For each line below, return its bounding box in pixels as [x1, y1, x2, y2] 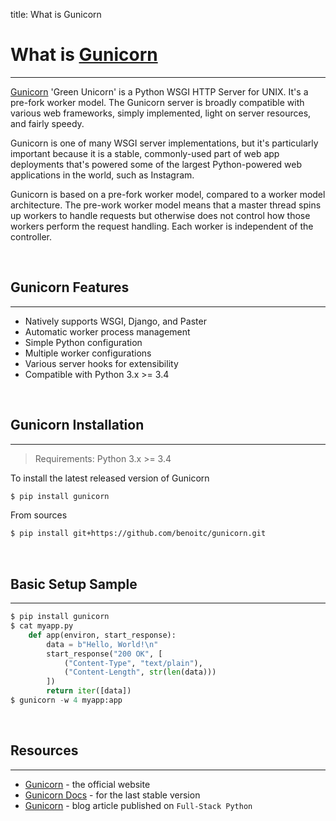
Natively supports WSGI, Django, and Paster [24, 315, 207, 327]
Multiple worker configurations [24, 347, 152, 359]
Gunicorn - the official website [24, 778, 151, 790]
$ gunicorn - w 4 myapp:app [10, 695, 123, 705]
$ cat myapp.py [10, 621, 74, 631]
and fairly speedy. [10, 117, 85, 129]
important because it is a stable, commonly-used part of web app [10, 147, 280, 159]
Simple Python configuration [24, 336, 143, 348]
